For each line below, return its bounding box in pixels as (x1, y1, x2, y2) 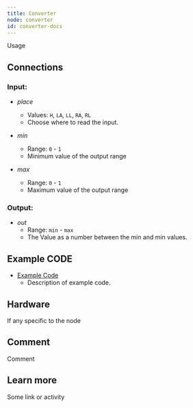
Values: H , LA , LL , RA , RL (27, 111, 92, 119)
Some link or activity (7, 392, 65, 401)
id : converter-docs (7, 23, 63, 29)
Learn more (7, 374, 57, 386)
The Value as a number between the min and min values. (27, 233, 188, 241)
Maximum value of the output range (27, 186, 129, 194)
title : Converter (7, 10, 57, 17)
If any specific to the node (7, 316, 81, 324)
